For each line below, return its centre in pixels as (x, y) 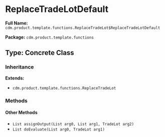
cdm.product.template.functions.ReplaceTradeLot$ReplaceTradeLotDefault (83, 28)
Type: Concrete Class (40, 53)
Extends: (15, 78)
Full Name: (17, 23)
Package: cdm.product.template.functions (50, 37)
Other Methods (21, 112)
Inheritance (20, 67)
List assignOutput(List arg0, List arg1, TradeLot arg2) (73, 124)
